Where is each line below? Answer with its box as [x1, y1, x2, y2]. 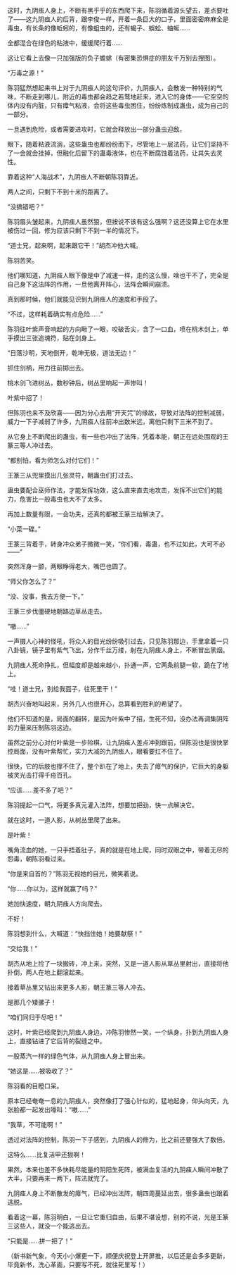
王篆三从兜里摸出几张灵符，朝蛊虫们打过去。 [7, 471, 137, 479]
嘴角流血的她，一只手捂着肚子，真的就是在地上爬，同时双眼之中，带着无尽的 [7, 846, 229, 854]
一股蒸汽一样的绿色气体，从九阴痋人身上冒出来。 [7, 1052, 149, 1060]
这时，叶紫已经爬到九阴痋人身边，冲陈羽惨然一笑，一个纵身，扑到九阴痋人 [7, 1028, 223, 1036]
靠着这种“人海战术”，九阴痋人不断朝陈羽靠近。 [7, 173, 143, 181]
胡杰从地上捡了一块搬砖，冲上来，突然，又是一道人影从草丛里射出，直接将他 [7, 959, 229, 967]
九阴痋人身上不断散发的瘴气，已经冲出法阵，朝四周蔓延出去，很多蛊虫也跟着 [7, 1189, 229, 1198]
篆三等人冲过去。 [7, 441, 57, 449]
